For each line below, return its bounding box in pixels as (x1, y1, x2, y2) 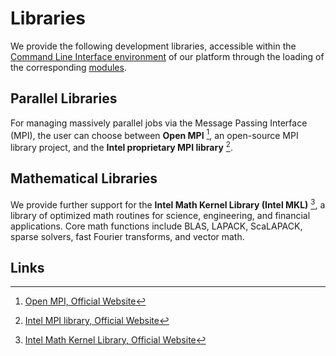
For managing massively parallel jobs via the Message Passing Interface (10, 117, 308, 129)
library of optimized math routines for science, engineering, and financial (10, 209, 311, 221)
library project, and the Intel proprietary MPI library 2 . (10, 140, 233, 154)
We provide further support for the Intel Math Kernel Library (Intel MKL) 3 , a (10, 197, 326, 211)
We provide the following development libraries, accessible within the (10, 40, 297, 52)
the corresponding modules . (10, 61, 127, 73)
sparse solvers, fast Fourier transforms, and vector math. (10, 230, 245, 242)
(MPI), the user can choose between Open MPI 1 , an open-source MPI (10, 127, 299, 141)
